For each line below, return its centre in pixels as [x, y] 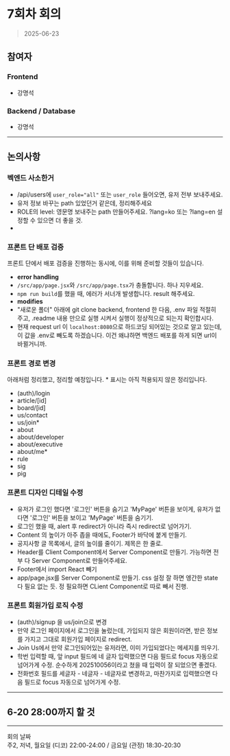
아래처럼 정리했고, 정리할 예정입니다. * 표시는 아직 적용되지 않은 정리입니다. [107, 380]
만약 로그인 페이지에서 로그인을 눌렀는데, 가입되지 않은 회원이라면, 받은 [111, 630]
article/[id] [31, 401]
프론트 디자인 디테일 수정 [45, 493]
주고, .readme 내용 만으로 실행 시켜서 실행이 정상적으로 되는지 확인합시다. [115, 318]
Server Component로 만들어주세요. [80, 560]
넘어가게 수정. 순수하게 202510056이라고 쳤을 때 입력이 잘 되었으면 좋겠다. [117, 665]
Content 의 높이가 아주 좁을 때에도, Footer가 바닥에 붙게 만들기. [102, 535]
